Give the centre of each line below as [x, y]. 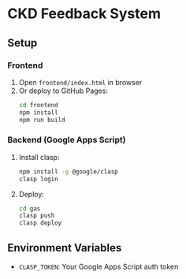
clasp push [37, 216]
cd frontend [38, 105]
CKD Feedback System [84, 14]
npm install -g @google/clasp [69, 171]
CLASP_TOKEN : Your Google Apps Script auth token [99, 266]
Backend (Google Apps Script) [67, 140]
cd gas [30, 208]
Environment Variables [65, 248]
